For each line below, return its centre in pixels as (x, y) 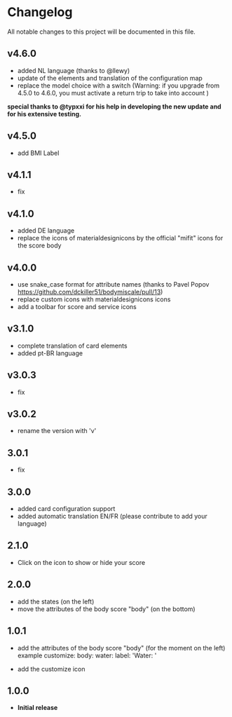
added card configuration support (66, 509)
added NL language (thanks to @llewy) (74, 70)
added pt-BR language (50, 353)
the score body (39, 245)
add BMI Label (38, 153)
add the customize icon (51, 669)
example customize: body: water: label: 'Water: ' (87, 655)
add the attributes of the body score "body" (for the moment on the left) (121, 648)
